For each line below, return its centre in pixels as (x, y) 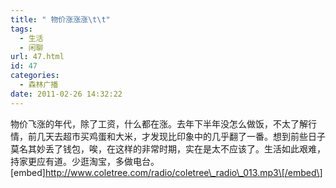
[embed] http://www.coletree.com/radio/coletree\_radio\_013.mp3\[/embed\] (166, 172)
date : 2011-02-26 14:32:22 (66, 94)
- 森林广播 (39, 85)
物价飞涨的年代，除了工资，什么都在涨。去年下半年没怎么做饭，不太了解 (159, 123)
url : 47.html (37, 57)
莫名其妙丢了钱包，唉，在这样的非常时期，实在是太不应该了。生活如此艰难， (168, 148)
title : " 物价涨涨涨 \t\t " (60, 19)
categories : (35, 76)
